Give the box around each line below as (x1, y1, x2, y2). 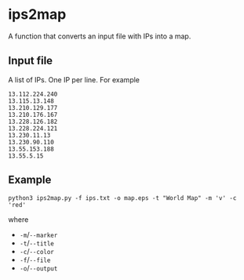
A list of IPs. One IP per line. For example (8, 75, 140, 84)
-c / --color (19, 246, 55, 256)
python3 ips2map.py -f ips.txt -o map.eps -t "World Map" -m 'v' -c (8, 194, 237, 202)
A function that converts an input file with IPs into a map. (8, 31, 191, 41)
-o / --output (19, 263, 58, 272)
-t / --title (19, 238, 55, 248)
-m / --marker (19, 230, 58, 239)
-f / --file (19, 255, 51, 264)
